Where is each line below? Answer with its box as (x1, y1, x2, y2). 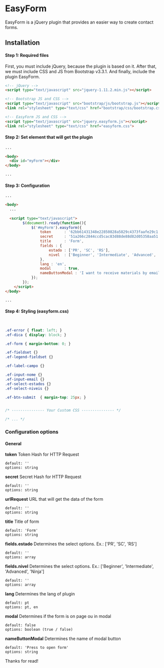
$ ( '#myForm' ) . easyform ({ (31, 225, 82, 230)
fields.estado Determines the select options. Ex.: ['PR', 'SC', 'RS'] (5, 541, 137, 547)
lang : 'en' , (40, 261, 67, 266)
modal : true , (40, 266, 80, 271)
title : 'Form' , (40, 239, 84, 244)
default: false (5, 623, 36, 628)
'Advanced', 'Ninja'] (5, 568, 45, 574)
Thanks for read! (5, 658, 39, 664)
